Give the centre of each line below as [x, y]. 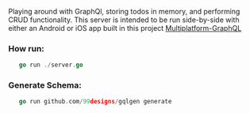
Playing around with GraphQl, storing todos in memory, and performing [124, 11]
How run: [27, 48]
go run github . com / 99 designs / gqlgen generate [95, 102]
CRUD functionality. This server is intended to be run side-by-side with [124, 20]
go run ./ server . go [51, 65]
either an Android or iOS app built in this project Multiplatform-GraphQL [125, 28]
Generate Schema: [45, 85]
